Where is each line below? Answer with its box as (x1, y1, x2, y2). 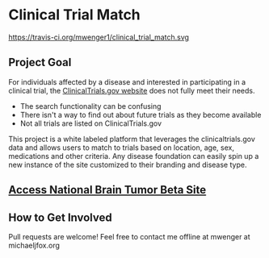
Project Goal (8, 56, 72, 69)
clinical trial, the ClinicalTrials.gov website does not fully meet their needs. (8, 85, 255, 95)
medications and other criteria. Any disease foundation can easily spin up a (8, 151, 259, 160)
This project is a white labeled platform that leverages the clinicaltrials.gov (8, 134, 256, 144)
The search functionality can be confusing (19, 101, 162, 110)
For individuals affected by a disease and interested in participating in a (8, 77, 246, 86)
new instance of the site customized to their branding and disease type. (8, 160, 247, 169)
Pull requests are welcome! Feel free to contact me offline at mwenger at (8, 231, 250, 241)
